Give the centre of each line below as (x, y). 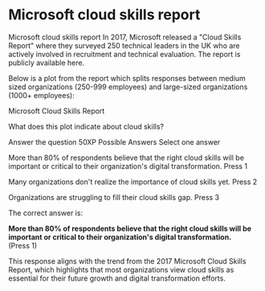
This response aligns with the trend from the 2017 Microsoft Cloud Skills (127, 261)
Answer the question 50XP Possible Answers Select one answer (114, 141)
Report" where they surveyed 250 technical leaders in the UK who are (124, 45)
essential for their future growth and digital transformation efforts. (117, 278)
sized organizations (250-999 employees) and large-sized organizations (128, 87)
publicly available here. (47, 63)
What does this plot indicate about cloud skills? (86, 126)
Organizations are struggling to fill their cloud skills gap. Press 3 (114, 197)
